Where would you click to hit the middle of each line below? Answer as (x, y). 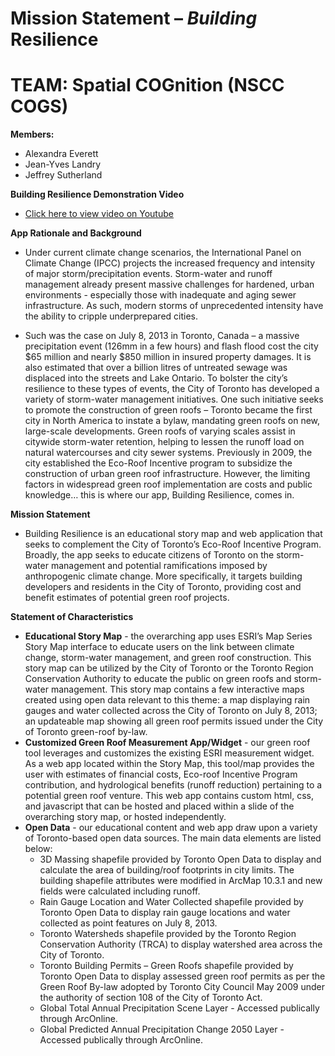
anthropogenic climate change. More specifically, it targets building (163, 576)
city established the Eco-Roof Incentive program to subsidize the (158, 463)
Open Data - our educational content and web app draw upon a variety (171, 828)
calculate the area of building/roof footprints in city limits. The (167, 870)
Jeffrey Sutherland (63, 175)
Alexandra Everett (61, 154)
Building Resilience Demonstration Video (97, 194)
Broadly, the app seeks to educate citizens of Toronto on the (149, 555)
